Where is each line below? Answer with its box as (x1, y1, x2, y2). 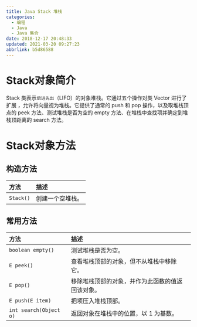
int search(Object (9, 306, 60, 314)
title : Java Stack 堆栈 (6, 8, 63, 15)
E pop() (9, 282, 30, 288)
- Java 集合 (11, 30, 39, 36)
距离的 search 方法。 (16, 116, 67, 123)
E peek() (9, 262, 33, 268)
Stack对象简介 (6, 74, 76, 87)
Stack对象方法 (6, 139, 76, 152)
